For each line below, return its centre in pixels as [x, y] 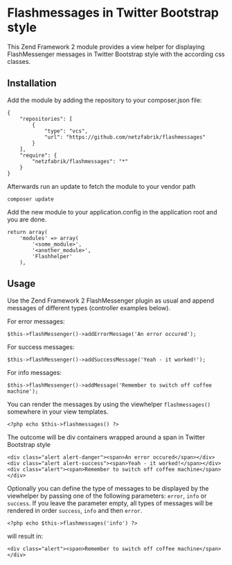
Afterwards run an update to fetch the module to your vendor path [101, 186]
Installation [32, 84]
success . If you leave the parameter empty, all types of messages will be [110, 503]
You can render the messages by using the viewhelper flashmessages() [109, 404]
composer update [30, 199]
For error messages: [36, 321]
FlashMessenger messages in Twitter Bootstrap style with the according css [116, 54]
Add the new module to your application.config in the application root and [112, 212]
